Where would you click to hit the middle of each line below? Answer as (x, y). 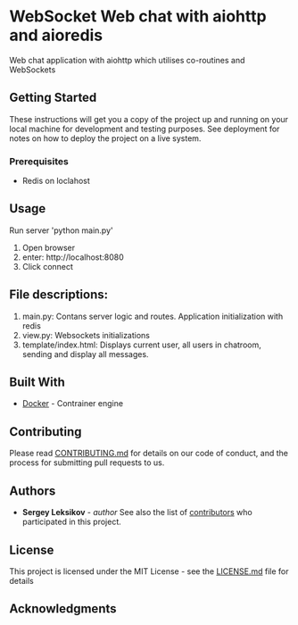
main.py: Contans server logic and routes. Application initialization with (153, 316)
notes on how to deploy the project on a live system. (105, 138)
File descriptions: (59, 295)
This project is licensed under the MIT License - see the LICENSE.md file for (149, 571)
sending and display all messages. (85, 354)
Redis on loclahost (56, 181)
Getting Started (53, 98)
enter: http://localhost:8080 (73, 257)
